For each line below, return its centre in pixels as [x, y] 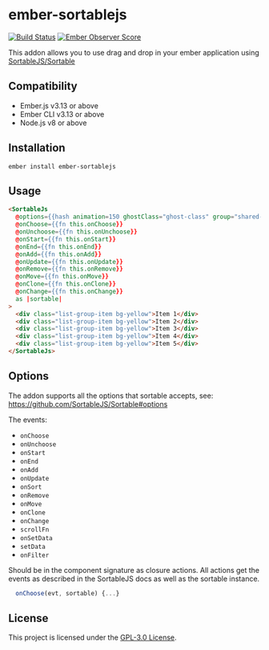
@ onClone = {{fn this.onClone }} [66, 284]
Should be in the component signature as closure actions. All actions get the [134, 570]
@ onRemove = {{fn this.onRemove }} [70, 269]
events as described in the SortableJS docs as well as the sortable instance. [134, 579]
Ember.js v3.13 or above [59, 105]
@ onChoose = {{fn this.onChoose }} [70, 225]
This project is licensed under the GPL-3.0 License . [93, 638]
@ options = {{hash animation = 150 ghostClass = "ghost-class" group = [125, 217]
